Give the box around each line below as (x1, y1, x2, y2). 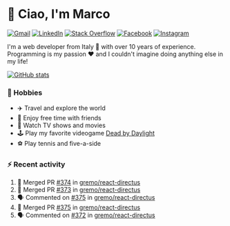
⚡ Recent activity (7, 160, 66, 169)
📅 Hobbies (7, 88, 43, 97)
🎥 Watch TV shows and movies (17, 121, 106, 130)
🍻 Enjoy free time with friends (17, 114, 102, 122)
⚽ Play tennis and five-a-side (17, 140, 102, 148)
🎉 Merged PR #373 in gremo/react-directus (17, 185, 141, 194)
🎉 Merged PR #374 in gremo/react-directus (17, 178, 140, 186)
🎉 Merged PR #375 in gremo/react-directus (17, 203, 140, 211)
